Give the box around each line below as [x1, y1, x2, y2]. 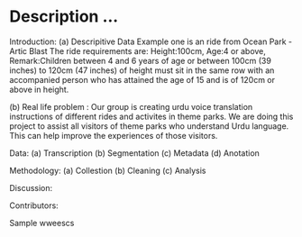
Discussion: [9, 182, 53, 193]
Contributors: [9, 200, 59, 211]
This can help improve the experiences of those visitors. [9, 130, 218, 141]
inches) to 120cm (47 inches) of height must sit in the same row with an [9, 65, 275, 76]
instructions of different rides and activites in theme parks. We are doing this [9, 111, 294, 122]
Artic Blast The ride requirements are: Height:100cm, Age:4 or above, [9, 45, 266, 56]
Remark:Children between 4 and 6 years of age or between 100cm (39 [9, 55, 272, 66]
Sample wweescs [9, 217, 75, 228]
